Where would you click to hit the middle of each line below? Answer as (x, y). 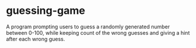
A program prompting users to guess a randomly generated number (88, 27)
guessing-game (46, 11)
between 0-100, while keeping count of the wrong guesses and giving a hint (98, 32)
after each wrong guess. (36, 39)
